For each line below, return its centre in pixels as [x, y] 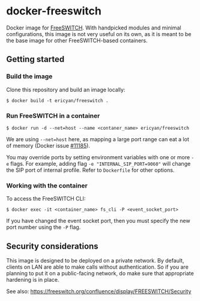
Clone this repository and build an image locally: [66, 90]
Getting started [35, 59]
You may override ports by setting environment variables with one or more [98, 157]
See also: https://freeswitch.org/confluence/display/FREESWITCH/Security [99, 291]
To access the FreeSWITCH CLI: [46, 199]
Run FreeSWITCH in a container [53, 115]
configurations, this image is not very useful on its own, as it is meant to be [99, 34]
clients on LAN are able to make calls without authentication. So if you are [98, 267]
